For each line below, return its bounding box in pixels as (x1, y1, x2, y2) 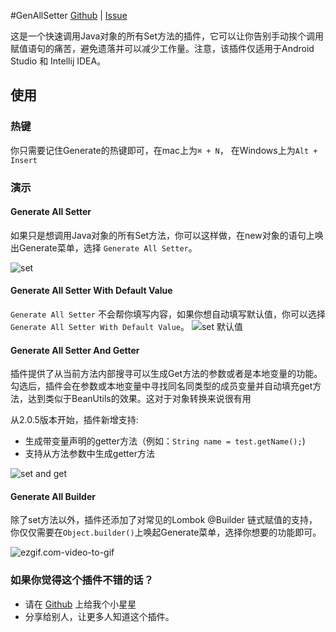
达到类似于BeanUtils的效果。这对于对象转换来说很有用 (27, 393, 252, 405)
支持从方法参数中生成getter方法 (24, 448, 156, 460)
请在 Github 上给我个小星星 (24, 598, 137, 610)
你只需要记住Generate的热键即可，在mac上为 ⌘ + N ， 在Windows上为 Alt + (10, 144, 318, 156)
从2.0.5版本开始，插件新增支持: (10, 414, 139, 426)
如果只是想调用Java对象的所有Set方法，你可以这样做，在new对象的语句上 (10, 229, 315, 241)
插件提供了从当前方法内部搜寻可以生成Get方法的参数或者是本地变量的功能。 (10, 368, 323, 380)
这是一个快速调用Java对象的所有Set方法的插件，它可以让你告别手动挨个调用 (10, 30, 325, 42)
